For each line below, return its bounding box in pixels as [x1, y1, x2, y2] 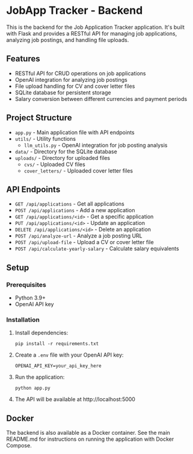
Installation [6, 315, 40, 324]
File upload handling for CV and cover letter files [14, 82, 135, 90]
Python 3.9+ [14, 294, 46, 301]
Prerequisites [6, 280, 46, 289]
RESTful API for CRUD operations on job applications [14, 70, 146, 77]
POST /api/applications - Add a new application [14, 207, 135, 214]
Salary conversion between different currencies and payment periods [14, 95, 188, 102]
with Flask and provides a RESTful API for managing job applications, [6, 29, 177, 37]
